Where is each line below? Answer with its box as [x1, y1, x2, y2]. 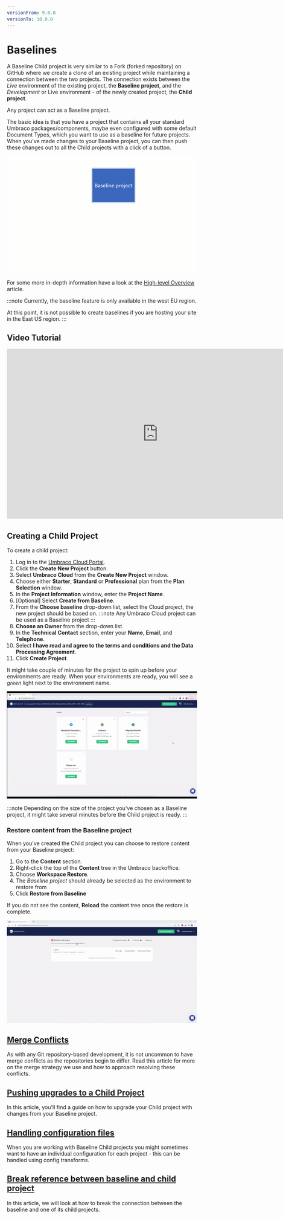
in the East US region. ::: [7, 315, 67, 323]
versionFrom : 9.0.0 [7, 10, 56, 16]
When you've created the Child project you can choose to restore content [7, 840, 190, 847]
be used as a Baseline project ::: [15, 616, 95, 623]
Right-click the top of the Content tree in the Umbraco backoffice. [15, 864, 180, 872]
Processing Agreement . [15, 648, 77, 655]
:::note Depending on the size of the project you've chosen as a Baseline [7, 805, 188, 812]
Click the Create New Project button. [15, 565, 108, 572]
